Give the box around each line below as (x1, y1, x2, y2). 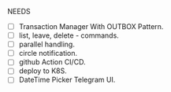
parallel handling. (18, 39, 76, 50)
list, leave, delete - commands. (18, 31, 119, 40)
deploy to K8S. (18, 66, 68, 75)
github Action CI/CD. (18, 57, 86, 67)
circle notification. (18, 49, 78, 58)
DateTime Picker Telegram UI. (18, 75, 116, 85)
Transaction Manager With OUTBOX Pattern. (18, 22, 164, 31)
